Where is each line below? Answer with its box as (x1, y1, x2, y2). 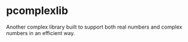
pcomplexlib (6, 4, 69, 17)
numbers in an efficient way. (6, 29, 75, 36)
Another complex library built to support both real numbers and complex (6, 23, 182, 30)
